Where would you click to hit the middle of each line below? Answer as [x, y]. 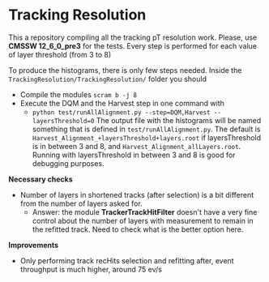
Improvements [34, 245]
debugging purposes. [68, 163]
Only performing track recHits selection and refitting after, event [127, 260]
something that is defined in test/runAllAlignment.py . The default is [146, 129]
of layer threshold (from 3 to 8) [60, 54]
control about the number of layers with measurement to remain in [143, 220]
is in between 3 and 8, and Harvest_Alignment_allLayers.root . [137, 146]
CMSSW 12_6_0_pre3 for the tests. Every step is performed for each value [133, 45]
